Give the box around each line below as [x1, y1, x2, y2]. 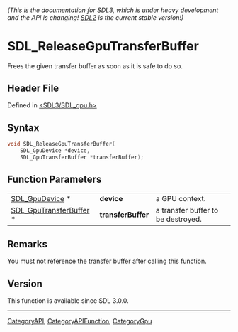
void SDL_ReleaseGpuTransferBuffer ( [7, 141, 115, 148]
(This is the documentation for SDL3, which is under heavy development [7, 6, 219, 14]
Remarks [7, 238, 48, 250]
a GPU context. [155, 193, 206, 203]
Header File [7, 82, 59, 94]
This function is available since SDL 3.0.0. [7, 296, 129, 305]
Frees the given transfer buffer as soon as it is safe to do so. [7, 61, 183, 70]
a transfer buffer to [155, 205, 219, 215]
